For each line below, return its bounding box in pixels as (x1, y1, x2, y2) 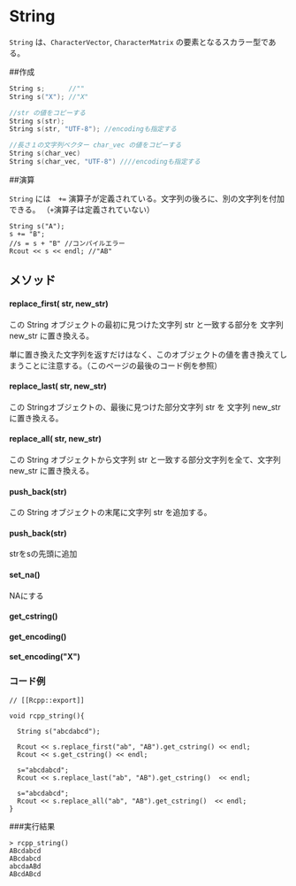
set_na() (9, 569, 41, 580)
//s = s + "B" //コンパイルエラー (9, 239, 125, 248)
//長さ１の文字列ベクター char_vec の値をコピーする (9, 141, 182, 150)
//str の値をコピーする (9, 108, 87, 117)
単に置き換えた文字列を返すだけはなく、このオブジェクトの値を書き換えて (9, 349, 280, 359)
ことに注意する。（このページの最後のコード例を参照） (24, 360, 223, 371)
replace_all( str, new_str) (9, 434, 102, 444)
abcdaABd (9, 861, 42, 871)
